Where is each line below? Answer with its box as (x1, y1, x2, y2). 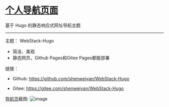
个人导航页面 (5, 5, 59, 16)
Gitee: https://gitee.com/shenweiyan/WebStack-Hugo (12, 85, 124, 91)
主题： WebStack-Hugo (5, 37, 54, 43)
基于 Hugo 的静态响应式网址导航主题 (5, 22, 81, 28)
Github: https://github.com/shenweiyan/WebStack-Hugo (12, 75, 130, 81)
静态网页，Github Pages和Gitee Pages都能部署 (12, 55, 110, 61)
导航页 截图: (5, 95, 29, 101)
